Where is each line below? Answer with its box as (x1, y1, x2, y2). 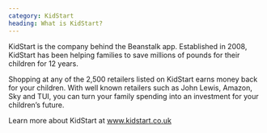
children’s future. (8, 100, 65, 110)
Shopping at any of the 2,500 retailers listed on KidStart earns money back (8, 74, 258, 84)
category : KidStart (8, 11, 74, 20)
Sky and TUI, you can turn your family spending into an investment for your (8, 91, 259, 101)
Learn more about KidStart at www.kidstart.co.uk (8, 115, 172, 125)
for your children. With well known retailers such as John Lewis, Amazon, (8, 82, 252, 93)
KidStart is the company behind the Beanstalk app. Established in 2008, (8, 41, 248, 51)
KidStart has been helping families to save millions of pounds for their (8, 50, 240, 60)
